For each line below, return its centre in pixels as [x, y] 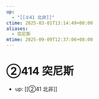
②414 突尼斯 [40, 71]
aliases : [17, 28]
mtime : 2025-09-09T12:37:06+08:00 [50, 40]
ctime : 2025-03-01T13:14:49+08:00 [50, 23]
